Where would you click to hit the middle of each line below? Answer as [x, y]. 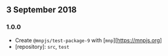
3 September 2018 [42, 10]
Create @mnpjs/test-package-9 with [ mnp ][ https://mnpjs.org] [89, 40]
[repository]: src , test [42, 46]
